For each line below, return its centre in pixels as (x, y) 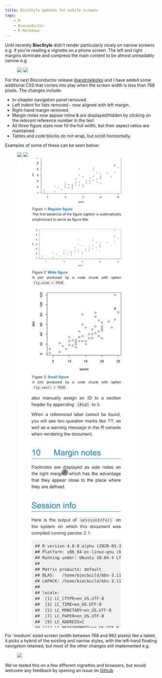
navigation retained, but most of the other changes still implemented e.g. (77, 645)
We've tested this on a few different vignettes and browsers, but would (75, 665)
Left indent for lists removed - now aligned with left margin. (71, 105)
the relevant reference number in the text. (53, 120)
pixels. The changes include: (34, 90)
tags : (10, 15)
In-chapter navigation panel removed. (50, 100)
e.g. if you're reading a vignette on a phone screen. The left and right (74, 51)
